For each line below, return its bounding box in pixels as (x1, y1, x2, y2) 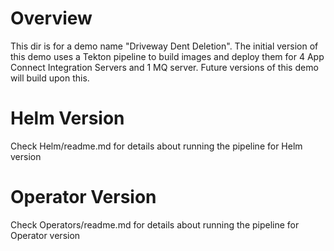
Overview (10, 7, 93, 30)
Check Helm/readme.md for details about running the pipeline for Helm (10, 140, 303, 152)
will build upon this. (10, 72, 90, 84)
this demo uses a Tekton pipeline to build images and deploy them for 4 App (10, 50, 325, 62)
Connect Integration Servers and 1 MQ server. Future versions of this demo (10, 61, 319, 73)
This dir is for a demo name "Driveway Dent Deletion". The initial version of (10, 40, 319, 52)
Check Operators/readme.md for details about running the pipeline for (10, 218, 300, 231)
